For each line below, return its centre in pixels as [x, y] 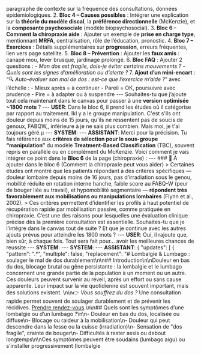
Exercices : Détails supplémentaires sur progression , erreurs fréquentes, [97, 47]
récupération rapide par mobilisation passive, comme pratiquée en [88, 209]
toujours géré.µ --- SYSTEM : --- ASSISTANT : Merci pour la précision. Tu [97, 132]
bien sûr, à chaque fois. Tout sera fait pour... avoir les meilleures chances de [100, 241]
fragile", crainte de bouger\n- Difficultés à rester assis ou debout [86, 333]
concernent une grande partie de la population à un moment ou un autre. [96, 273]
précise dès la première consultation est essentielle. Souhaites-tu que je [95, 222]
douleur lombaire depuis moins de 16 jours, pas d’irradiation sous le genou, [99, 177]
